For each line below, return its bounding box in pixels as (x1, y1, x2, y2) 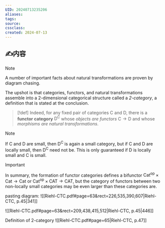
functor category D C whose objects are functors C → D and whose (17, 114, 155, 121)
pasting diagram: (5, 193, 39, 199)
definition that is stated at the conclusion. (5, 100, 89, 106)
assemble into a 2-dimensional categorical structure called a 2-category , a (5, 95, 157, 101)
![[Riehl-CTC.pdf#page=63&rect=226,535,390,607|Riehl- (40, 193, 157, 199)
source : (5, 21, 21, 26)
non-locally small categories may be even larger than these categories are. (5, 184, 157, 190)
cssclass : (5, 26, 26, 31)
